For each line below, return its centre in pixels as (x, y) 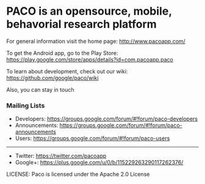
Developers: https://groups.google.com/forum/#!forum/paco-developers (106, 119)
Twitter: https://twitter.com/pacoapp (61, 156)
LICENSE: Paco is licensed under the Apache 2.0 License (78, 174)
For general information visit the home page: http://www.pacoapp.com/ (96, 41)
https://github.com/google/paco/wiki (52, 78)
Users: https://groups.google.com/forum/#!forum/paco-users (92, 138)
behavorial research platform (81, 24)
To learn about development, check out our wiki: (67, 71)
